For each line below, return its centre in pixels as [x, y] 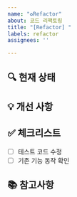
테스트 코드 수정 [40, 151]
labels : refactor [33, 34]
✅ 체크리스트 [34, 133]
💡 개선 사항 [30, 106]
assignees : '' [29, 41]
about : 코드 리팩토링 [35, 21]
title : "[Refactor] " [40, 27]
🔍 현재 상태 [31, 77]
